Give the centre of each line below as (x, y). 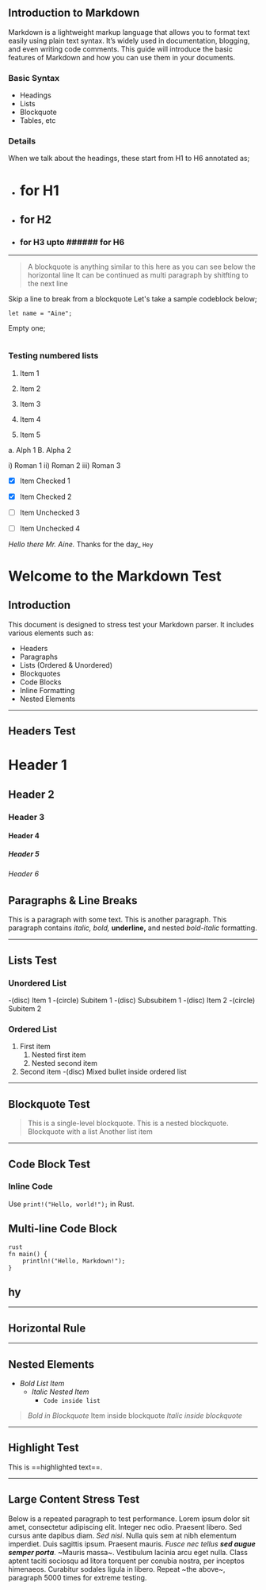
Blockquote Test (49, 1104)
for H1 (39, 190)
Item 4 (30, 419)
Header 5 (24, 854)
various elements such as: (51, 633)
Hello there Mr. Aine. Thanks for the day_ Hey (81, 544)
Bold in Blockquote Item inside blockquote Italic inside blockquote (135, 1416)
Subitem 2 (25, 1009)
